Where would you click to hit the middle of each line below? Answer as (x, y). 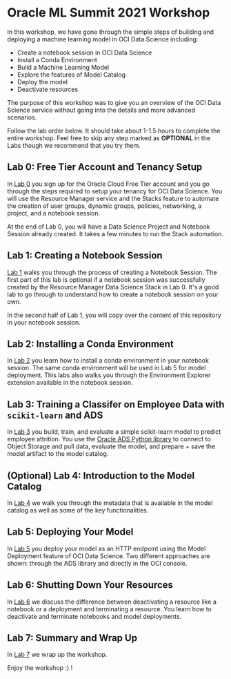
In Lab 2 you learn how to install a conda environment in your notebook (108, 361)
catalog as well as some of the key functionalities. (78, 510)
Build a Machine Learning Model (63, 67)
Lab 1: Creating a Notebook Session (85, 256)
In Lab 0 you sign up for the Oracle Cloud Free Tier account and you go (109, 184)
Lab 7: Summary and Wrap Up (72, 638)
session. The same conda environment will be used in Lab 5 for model (107, 368)
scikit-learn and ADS (55, 415)
